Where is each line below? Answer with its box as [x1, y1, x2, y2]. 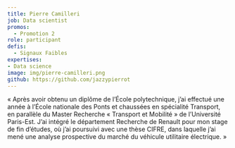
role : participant [7, 37, 61, 44]
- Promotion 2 [13, 30, 55, 37]
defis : [7, 43, 27, 50]
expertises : [7, 56, 42, 63]
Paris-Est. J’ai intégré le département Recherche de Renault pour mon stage [7, 118, 228, 126]
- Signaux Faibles [13, 50, 68, 57]
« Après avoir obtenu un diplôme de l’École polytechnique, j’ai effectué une [7, 95, 225, 104]
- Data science [7, 63, 52, 70]
